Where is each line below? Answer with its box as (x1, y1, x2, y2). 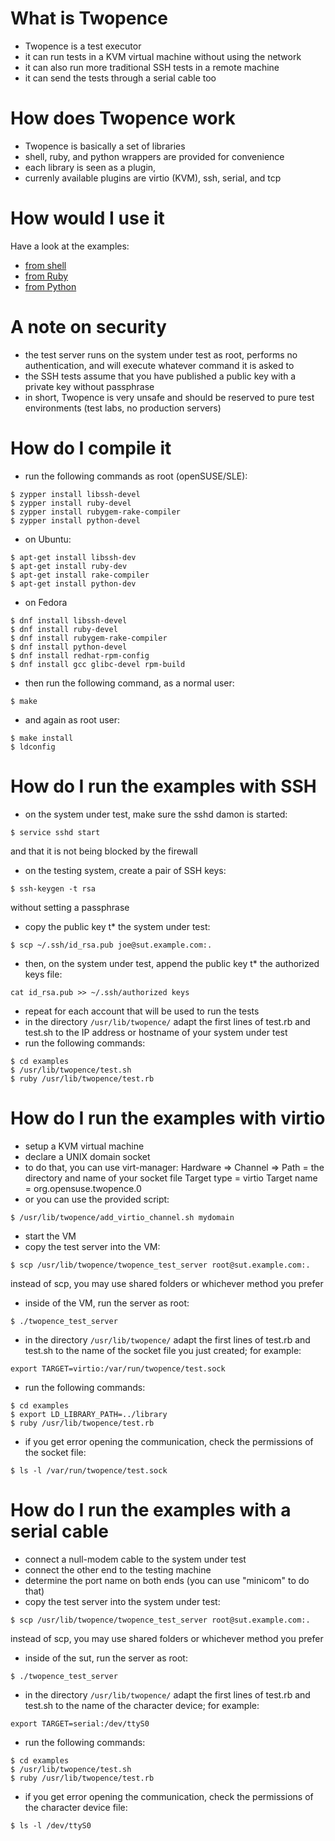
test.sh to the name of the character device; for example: (24, 1699, 260, 1711)
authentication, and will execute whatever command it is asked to (24, 359, 295, 371)
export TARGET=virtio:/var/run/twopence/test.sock (10, 1363, 226, 1374)
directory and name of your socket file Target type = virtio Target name (24, 1172, 318, 1184)
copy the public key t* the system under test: (24, 920, 211, 932)
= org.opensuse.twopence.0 (24, 1182, 142, 1194)
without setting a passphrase (10, 901, 130, 913)
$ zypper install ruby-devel (10, 498, 132, 508)
